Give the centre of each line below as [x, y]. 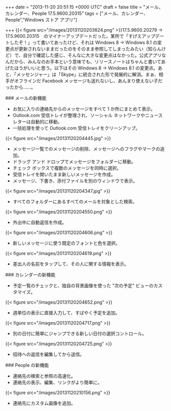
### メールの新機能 [26, 98]
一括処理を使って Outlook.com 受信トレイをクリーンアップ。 [76, 128]
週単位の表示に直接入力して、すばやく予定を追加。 [66, 313]
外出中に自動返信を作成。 [40, 222]
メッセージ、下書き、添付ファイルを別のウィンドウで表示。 [75, 181]
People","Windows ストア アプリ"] [41, 20]
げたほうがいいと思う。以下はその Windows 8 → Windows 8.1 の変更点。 [82, 68]
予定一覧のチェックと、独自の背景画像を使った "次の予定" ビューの [83, 286]
